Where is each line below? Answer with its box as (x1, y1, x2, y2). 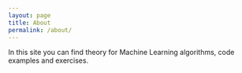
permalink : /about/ (8, 26, 73, 34)
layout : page (8, 11, 51, 20)
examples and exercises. (8, 56, 89, 65)
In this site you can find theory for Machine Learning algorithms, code (8, 48, 235, 57)
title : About (8, 19, 51, 27)
